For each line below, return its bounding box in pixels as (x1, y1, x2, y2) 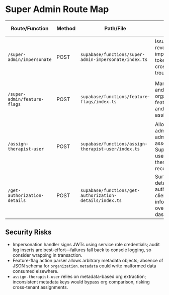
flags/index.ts (80, 99, 117, 104)
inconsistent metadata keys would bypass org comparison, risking (12, 278, 150, 285)
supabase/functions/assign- (80, 141, 148, 146)
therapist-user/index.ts (80, 146, 140, 152)
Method (56, 25, 76, 32)
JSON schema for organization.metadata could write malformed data (12, 263, 156, 269)
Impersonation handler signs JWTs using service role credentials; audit (12, 241, 160, 247)
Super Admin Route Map (5, 4, 109, 15)
